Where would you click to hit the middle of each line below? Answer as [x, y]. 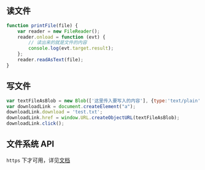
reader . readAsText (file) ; [51, 60]
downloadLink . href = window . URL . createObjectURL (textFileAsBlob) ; [93, 118]
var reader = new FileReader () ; [59, 31]
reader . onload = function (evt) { [61, 37]
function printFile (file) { [42, 25]
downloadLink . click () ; [35, 124]
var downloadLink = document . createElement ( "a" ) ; [71, 106]
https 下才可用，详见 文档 [38, 160]
